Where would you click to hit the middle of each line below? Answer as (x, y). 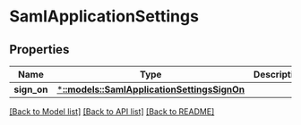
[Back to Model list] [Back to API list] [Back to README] (112, 112)
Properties (39, 50)
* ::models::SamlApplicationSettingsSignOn (151, 89)
